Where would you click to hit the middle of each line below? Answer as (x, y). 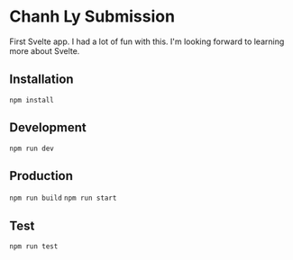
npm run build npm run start (63, 198)
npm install (32, 100)
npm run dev (32, 148)
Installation (41, 80)
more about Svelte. (45, 50)
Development (48, 128)
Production (41, 176)
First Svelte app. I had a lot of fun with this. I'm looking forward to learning (147, 41)
